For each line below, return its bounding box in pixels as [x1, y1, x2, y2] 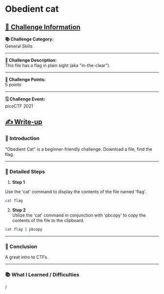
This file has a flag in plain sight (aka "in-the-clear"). [5, 63, 111, 68]
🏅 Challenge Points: [5, 77, 46, 82]
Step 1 [12, 179, 25, 185]
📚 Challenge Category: [5, 36, 54, 42]
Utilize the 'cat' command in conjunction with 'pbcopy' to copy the [12, 212, 146, 218]
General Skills [5, 43, 33, 49]
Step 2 [12, 207, 26, 213]
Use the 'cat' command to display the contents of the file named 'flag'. [5, 188, 146, 194]
